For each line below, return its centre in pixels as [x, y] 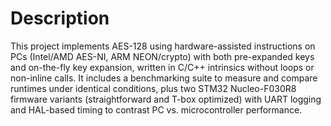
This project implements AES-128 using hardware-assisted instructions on [163, 46]
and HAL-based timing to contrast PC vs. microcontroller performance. [156, 109]
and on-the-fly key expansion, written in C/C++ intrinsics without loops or [162, 67]
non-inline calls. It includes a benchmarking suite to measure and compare [164, 78]
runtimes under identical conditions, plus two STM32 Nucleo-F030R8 [153, 88]
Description [60, 18]
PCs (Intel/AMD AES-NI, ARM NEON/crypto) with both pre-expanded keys [162, 56]
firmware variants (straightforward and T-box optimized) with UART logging [166, 99]
